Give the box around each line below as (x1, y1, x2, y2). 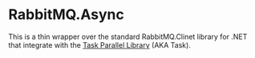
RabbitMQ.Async (8, 6, 124, 24)
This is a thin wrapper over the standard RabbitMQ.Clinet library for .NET (8, 32, 248, 41)
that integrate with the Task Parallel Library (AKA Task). (8, 40, 191, 49)
